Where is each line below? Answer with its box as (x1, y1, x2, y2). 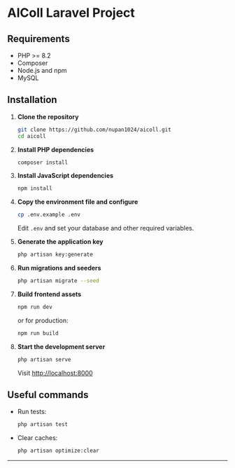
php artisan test (17, 421, 69, 428)
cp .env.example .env (17, 212, 80, 219)
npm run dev (17, 303, 52, 310)
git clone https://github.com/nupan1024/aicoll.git (17, 126, 171, 133)
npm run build (17, 329, 59, 337)
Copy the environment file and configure (17, 198, 138, 206)
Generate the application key (17, 238, 104, 246)
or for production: (17, 316, 69, 324)
